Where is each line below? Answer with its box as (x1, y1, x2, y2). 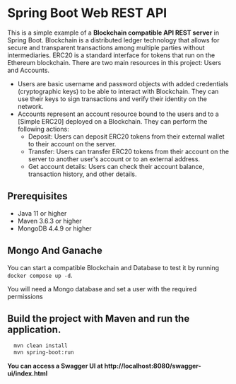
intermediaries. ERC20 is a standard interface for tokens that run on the (7, 51, 216, 59)
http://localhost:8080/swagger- (104, 362, 201, 371)
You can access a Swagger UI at (7, 362, 104, 371)
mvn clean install (13, 342, 69, 349)
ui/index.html (7, 369, 48, 378)
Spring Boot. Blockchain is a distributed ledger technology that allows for (7, 35, 220, 44)
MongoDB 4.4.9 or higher (17, 224, 92, 233)
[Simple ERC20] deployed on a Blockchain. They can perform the (17, 117, 208, 125)
